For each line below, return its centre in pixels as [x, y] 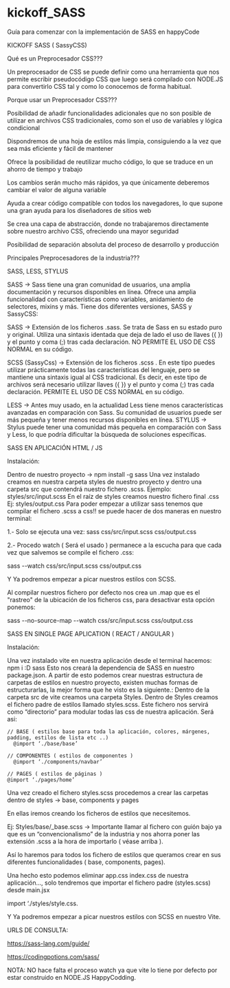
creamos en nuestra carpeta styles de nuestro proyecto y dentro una [105, 482]
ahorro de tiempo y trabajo [45, 169]
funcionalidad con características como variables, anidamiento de [100, 299]
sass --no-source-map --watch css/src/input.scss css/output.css [100, 620]
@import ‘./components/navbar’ [58, 762]
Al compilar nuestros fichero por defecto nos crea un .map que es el [104, 592]
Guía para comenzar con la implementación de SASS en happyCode [104, 32]
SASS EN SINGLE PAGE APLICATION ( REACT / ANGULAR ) [91, 634]
